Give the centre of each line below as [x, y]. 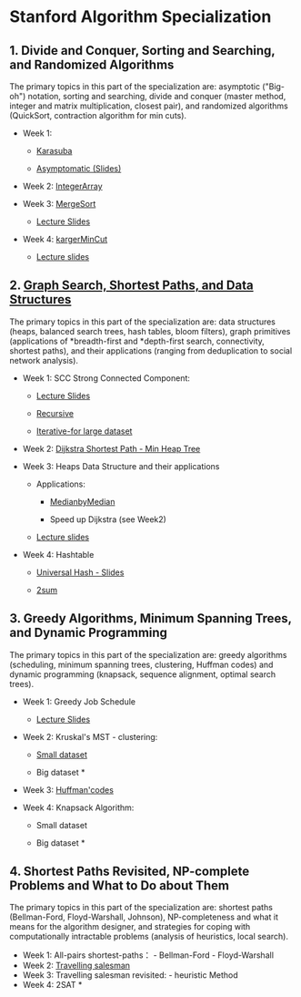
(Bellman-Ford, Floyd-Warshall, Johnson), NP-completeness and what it [144, 917]
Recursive [55, 413]
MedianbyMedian [82, 501]
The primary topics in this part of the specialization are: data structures [142, 322]
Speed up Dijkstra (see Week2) [108, 519]
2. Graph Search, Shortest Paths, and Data [131, 286]
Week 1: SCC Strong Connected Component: [106, 378]
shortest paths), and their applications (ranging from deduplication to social [151, 350]
